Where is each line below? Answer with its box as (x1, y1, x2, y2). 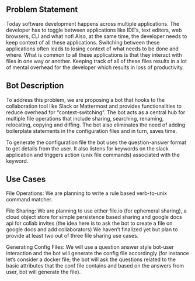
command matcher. (6, 196, 53, 203)
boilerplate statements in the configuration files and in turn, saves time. (6, 127, 177, 134)
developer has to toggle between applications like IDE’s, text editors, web (6, 26, 182, 33)
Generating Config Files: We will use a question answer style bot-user (6, 244, 174, 251)
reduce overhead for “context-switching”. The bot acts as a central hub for (6, 108, 186, 116)
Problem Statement (6, 5, 78, 15)
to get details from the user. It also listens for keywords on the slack (6, 145, 169, 152)
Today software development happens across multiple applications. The (6, 20, 180, 27)
